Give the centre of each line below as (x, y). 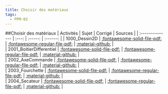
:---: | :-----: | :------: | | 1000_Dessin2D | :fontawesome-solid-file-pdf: (88, 38)
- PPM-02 (19, 19)
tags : (11, 14)
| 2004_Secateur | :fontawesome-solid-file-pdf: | (56, 81)
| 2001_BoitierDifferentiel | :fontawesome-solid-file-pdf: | (64, 49)
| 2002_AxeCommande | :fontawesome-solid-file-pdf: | (62, 60)
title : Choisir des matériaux (37, 10)
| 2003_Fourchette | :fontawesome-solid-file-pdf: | (58, 70)
